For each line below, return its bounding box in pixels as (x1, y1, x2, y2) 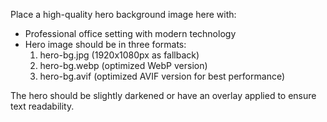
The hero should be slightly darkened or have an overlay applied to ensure (10, 90, 317, 101)
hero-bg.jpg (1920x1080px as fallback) (39, 49, 200, 61)
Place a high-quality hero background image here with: (10, 9, 237, 20)
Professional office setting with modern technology (24, 28, 237, 39)
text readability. (10, 100, 75, 112)
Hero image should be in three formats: (24, 39, 187, 50)
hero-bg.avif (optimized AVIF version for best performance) (39, 70, 286, 82)
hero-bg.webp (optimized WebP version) (39, 60, 208, 71)
